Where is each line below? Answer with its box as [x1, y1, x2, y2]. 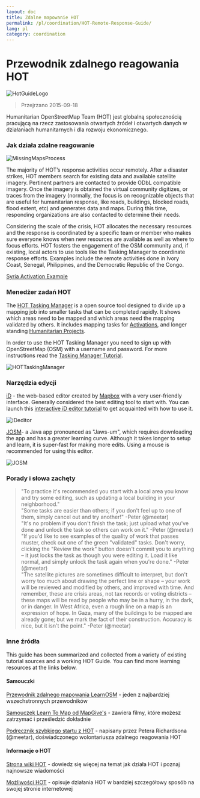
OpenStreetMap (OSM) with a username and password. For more [6, 345, 168, 352]
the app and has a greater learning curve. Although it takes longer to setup [6, 434, 191, 441]
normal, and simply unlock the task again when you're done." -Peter [20, 558, 190, 566]
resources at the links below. [6, 664, 77, 671]
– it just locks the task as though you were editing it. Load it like [20, 552, 178, 559]
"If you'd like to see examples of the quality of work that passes [20, 532, 179, 540]
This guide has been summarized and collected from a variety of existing [6, 651, 187, 658]
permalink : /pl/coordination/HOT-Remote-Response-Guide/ [6, 20, 152, 26]
